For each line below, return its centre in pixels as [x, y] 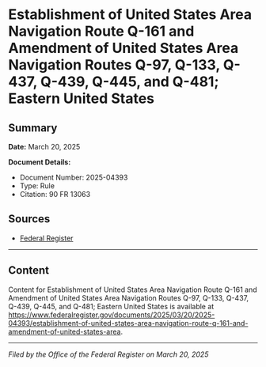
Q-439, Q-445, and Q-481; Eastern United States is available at [111, 306]
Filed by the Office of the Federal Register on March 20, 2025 [108, 354]
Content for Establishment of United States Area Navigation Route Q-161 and [133, 289]
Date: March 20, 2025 [44, 147]
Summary [33, 128]
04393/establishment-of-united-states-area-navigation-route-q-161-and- [128, 323]
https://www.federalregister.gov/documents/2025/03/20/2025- [112, 315]
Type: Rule [37, 186]
